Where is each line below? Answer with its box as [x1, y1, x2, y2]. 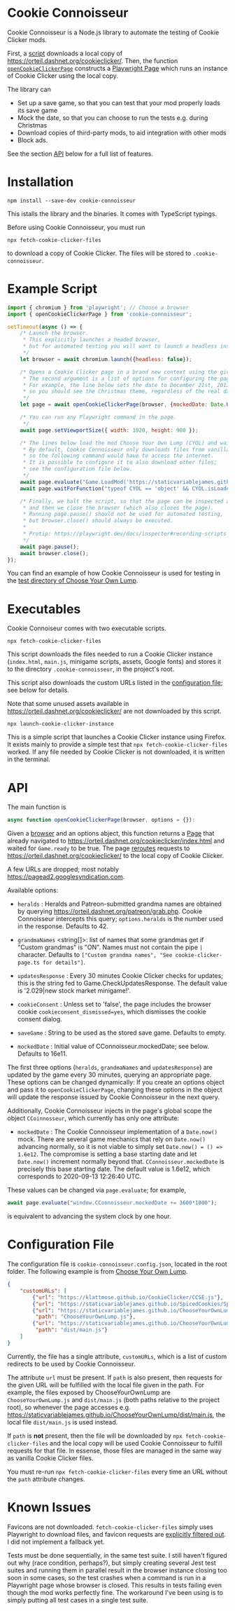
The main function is [7, 803, 66, 811]
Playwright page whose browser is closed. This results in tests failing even [7, 1581, 222, 1589]
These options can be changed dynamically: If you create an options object [7, 1078, 225, 1087]
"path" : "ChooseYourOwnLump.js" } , [35, 1313, 136, 1321]
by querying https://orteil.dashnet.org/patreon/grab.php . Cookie [17, 907, 203, 916]
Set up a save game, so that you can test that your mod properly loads [17, 98, 220, 107]
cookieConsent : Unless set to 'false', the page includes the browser [17, 1000, 211, 1009]
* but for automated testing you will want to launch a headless [22, 343, 218, 350]
